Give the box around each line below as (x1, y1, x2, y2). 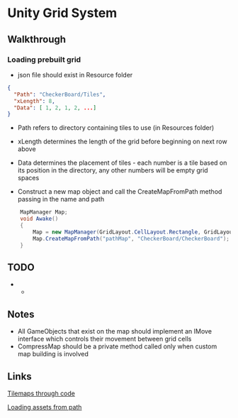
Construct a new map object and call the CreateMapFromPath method (17, 187, 222, 196)
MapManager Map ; (20, 209, 69, 216)
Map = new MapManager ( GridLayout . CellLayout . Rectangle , (33, 229, 201, 236)
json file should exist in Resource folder (17, 70, 133, 79)
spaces (17, 174, 40, 182)
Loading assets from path (7, 402, 82, 411)
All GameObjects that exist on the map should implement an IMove (17, 327, 212, 336)
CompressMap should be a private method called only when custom (17, 342, 217, 351)
